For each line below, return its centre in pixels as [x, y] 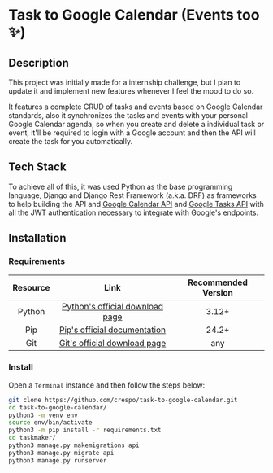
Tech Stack [37, 167]
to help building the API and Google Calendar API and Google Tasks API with [136, 204]
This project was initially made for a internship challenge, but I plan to [125, 82]
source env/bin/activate [50, 423]
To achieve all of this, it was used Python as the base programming [121, 186]
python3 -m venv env [43, 415]
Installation [37, 238]
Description [39, 63]
